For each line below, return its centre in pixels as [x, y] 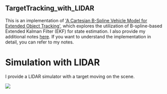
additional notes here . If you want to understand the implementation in [78, 36]
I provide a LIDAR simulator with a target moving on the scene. [70, 76]
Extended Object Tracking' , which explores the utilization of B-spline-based [84, 26]
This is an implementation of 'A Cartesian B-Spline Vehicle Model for [76, 20]
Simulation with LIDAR [52, 62]
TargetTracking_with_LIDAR [50, 8]
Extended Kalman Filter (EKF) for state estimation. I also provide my [75, 31]
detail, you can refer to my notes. [40, 42]
